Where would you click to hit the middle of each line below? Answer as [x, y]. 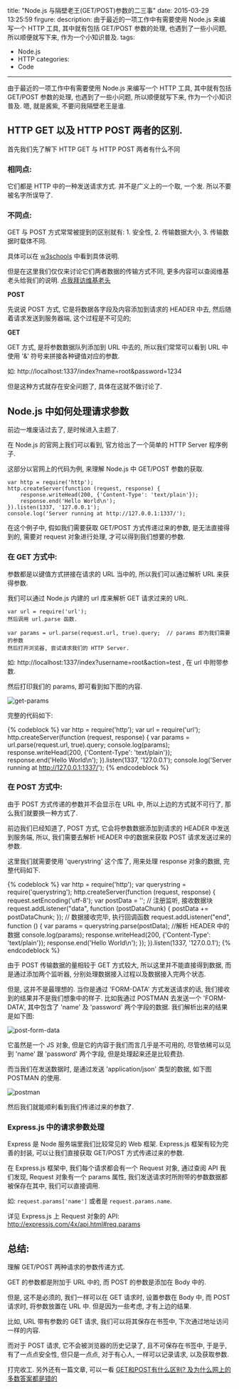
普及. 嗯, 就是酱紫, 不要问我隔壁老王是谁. [67, 106]
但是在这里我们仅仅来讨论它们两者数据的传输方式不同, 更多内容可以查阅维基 [118, 271]
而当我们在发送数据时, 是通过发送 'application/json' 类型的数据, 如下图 [110, 1069]
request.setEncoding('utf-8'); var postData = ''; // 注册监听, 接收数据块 [110, 900]
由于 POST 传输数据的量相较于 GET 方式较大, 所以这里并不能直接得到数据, [116, 965]
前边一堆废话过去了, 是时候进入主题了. [63, 429]
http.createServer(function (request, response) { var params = [99, 737]
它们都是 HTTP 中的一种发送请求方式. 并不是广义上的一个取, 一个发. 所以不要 [119, 186]
